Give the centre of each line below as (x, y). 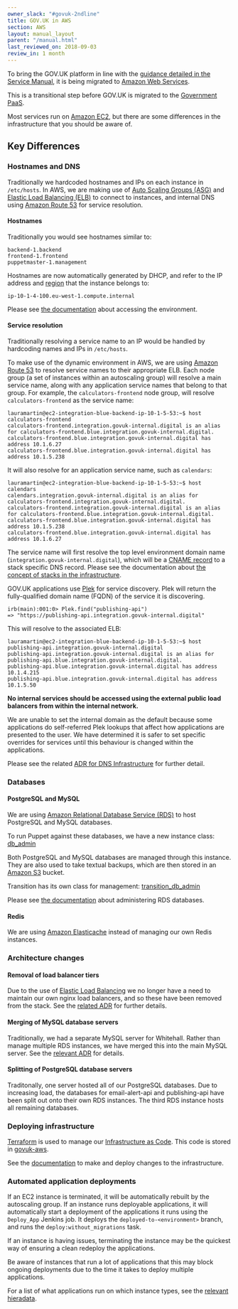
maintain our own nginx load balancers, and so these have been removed (115, 998)
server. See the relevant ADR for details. (66, 1053)
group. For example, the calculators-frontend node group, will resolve (111, 392)
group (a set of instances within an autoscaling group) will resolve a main (114, 377)
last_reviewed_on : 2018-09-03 (52, 47)
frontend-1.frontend (38, 256)
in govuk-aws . (28, 1149)
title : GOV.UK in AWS (39, 21)
